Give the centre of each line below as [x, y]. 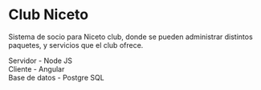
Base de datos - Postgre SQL [56, 77]
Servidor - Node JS [41, 61]
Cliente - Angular [37, 68]
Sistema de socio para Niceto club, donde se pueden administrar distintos [130, 37]
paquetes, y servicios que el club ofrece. [76, 45]
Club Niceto [49, 15]
